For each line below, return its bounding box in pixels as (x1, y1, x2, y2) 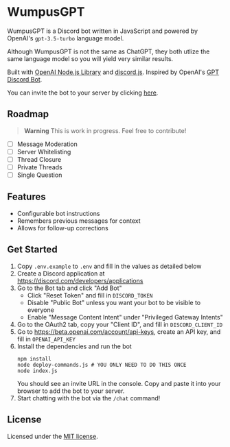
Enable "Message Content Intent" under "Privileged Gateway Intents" (27, 313, 223, 321)
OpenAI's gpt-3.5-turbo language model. (7, 34, 124, 42)
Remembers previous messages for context (16, 217, 141, 225)
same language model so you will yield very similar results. (7, 54, 174, 62)
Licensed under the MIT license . (7, 432, 98, 440)
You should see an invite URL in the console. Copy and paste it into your (16, 379, 221, 387)
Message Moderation (16, 140, 78, 148)
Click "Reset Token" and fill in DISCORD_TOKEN (27, 291, 153, 299)
